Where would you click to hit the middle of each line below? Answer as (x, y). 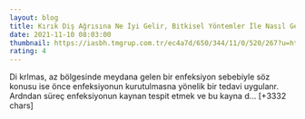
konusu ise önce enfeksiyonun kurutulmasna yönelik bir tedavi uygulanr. (144, 87)
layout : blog (34, 18)
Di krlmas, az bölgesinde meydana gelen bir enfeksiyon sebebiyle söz (140, 77)
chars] (21, 105)
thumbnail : (30, 43)
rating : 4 (28, 51)
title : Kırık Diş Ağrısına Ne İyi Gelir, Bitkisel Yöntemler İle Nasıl (148, 26)
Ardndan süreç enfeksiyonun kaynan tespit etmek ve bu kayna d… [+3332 (148, 96)
